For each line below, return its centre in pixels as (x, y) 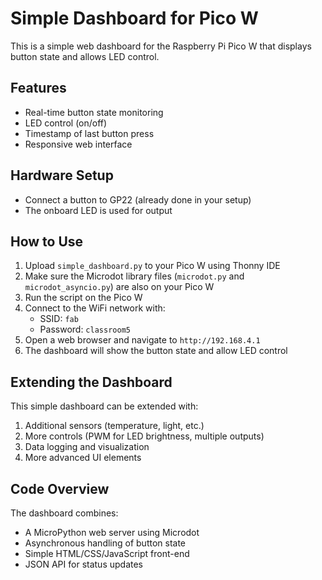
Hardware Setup (62, 175)
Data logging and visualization (87, 447)
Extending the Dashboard (91, 382)
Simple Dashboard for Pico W (134, 18)
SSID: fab (59, 319)
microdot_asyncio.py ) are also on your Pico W (119, 287)
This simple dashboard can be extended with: (104, 406)
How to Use (47, 241)
